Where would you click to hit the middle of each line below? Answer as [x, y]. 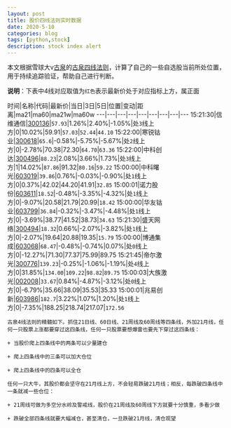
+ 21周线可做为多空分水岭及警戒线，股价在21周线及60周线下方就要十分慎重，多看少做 [114, 405]
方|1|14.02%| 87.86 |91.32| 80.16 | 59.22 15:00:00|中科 [80, 167]
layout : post [26, 14]
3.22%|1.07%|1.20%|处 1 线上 [99, 299]
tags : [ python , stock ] [39, 40]
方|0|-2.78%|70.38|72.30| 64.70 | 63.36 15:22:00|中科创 [85, 149]
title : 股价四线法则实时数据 [44, 20]
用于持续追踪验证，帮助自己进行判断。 [62, 76]
